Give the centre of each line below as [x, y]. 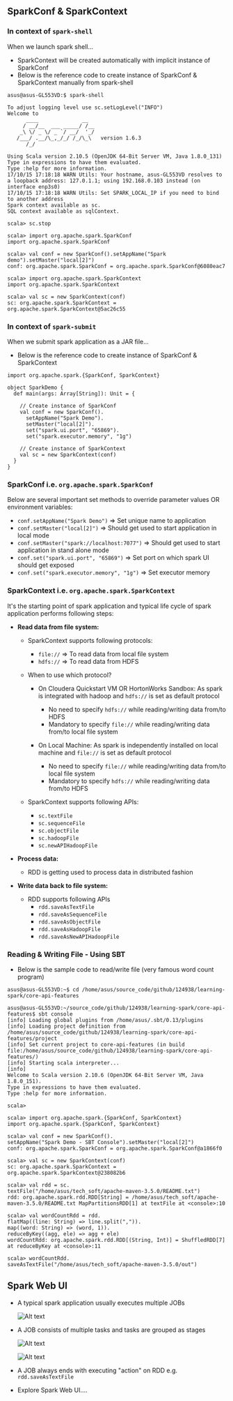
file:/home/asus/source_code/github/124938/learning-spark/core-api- [110, 1051]
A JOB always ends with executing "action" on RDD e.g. [97, 1370]
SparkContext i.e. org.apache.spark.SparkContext [91, 591]
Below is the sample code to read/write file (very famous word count [115, 969]
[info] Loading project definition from [67, 1026]
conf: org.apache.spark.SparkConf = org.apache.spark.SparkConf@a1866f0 [115, 1148]
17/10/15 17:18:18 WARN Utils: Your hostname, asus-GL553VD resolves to [115, 175]
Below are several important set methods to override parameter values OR [113, 500]
